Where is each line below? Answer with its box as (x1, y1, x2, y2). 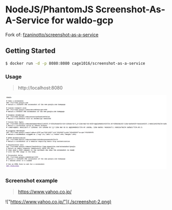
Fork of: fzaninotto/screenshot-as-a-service (5, 31, 99, 38)
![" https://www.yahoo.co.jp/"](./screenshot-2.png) (5, 199, 112, 205)
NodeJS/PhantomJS (5, 4, 94, 15)
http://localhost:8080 (17, 84, 63, 91)
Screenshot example (5, 177, 58, 184)
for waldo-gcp (51, 14, 114, 26)
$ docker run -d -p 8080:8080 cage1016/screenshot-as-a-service (5, 61, 145, 66)
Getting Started (5, 46, 56, 55)
